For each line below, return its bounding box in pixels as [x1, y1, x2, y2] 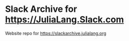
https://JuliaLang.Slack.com [5, 14, 124, 25]
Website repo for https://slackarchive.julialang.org [5, 30, 107, 36]
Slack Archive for [5, 3, 77, 15]
